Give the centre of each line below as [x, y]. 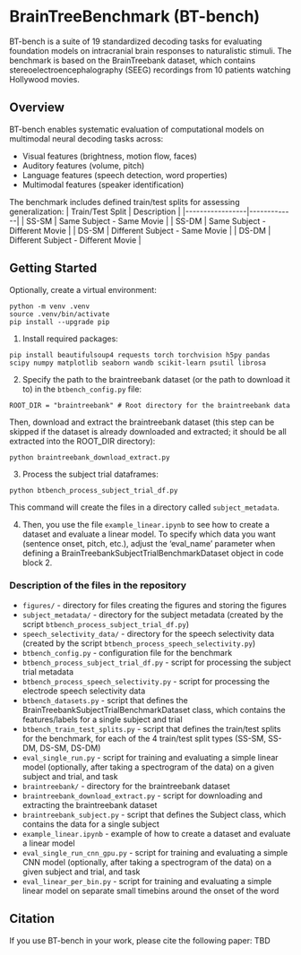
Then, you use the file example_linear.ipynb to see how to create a [146, 524]
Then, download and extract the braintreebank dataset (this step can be [142, 422]
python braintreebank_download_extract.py [90, 457]
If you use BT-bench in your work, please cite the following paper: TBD [140, 940]
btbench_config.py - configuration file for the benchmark [127, 652]
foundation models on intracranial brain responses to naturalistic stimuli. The [150, 50]
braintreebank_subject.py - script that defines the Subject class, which [154, 814]
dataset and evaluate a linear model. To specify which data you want [149, 534]
